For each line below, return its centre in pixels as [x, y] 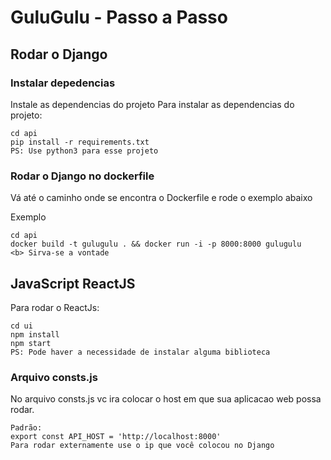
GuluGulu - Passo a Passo [119, 17]
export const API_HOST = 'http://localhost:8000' [116, 437]
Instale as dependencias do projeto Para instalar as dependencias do [152, 104]
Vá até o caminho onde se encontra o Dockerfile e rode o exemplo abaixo [161, 198]
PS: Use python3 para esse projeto [84, 151]
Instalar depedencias [63, 83]
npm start [31, 343]
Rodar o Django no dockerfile [82, 176]
